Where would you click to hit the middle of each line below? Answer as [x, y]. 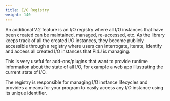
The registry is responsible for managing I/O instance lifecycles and [77, 82]
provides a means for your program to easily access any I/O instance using [84, 87]
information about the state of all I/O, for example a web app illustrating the [84, 67]
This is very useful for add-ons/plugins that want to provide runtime [77, 61]
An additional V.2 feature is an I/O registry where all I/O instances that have [84, 29]
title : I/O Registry [27, 10]
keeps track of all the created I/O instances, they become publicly [75, 40]
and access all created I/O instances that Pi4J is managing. [68, 51]
